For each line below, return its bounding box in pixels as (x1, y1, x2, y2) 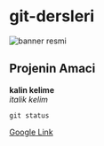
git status (9, 111, 50, 120)
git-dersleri (9, 6, 95, 27)
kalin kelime (9, 84, 55, 95)
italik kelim (9, 94, 49, 104)
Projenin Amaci (9, 61, 96, 76)
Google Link (9, 127, 53, 137)
